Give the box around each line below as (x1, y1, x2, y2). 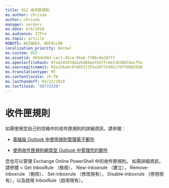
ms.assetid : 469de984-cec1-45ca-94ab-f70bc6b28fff (5, 55, 115, 60)
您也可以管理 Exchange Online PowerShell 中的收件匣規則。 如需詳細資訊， (5, 158, 163, 164)
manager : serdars (5, 22, 42, 27)
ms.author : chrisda (5, 12, 47, 17)
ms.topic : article (5, 36, 44, 41)
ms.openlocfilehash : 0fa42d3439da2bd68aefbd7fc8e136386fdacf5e (5, 60, 143, 65)
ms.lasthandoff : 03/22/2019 (5, 79, 65, 84)
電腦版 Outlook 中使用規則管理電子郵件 (12, 136, 95, 142)
